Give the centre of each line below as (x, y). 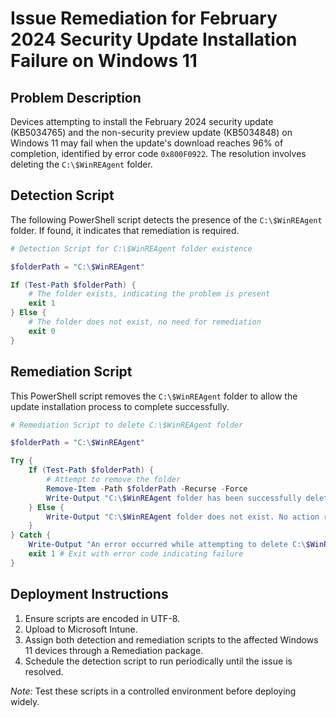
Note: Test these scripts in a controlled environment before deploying (153, 691)
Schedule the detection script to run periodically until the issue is (158, 661)
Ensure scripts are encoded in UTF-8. (102, 618)
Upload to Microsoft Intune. (81, 629)
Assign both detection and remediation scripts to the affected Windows (171, 639)
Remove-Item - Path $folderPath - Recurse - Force (147, 488)
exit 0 (42, 331)
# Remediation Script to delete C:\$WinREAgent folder (127, 425)
